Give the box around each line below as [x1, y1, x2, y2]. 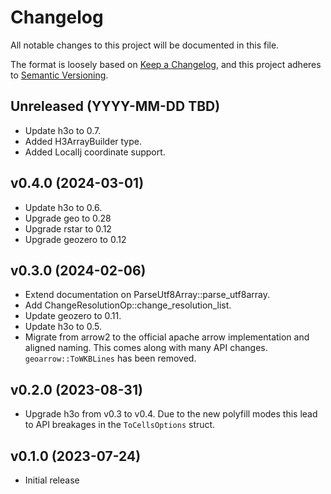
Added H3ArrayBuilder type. [24, 135, 142, 147]
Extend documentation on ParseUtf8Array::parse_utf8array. [24, 289, 270, 301]
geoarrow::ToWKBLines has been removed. [24, 352, 197, 365]
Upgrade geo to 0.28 [24, 212, 112, 224]
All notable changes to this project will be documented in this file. [10, 39, 280, 51]
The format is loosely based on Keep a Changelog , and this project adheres [10, 58, 322, 70]
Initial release [24, 474, 80, 486]
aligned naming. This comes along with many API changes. [24, 342, 268, 354]
